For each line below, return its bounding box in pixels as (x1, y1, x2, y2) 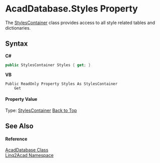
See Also (5, 122, 34, 130)
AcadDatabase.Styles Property (5, 3, 138, 15)
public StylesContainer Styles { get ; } (5, 62, 91, 68)
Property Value (5, 96, 38, 102)
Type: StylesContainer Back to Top (5, 107, 77, 113)
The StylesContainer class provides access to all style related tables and (5, 20, 155, 26)
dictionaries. (5, 25, 31, 31)
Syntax (5, 40, 28, 48)
